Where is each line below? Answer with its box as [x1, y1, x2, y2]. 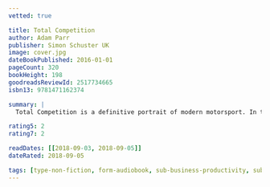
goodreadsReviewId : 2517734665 [8, 78, 113, 87]
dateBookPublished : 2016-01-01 [8, 56, 113, 64]
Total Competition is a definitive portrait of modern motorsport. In [15, 108, 257, 116]
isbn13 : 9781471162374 [8, 86, 84, 94]
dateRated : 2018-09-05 [8, 152, 84, 160]
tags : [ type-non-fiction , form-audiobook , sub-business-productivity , [8, 166, 250, 174]
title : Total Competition [8, 26, 95, 35]
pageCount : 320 [8, 63, 59, 72]
